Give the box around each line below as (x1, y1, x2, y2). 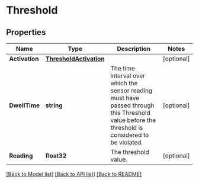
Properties (6, 27, 46, 37)
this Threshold (110, 109, 150, 117)
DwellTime (9, 101, 40, 110)
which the (110, 79, 138, 87)
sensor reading (110, 86, 153, 95)
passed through (110, 101, 155, 110)
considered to (110, 131, 149, 139)
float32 (45, 152, 67, 160)
